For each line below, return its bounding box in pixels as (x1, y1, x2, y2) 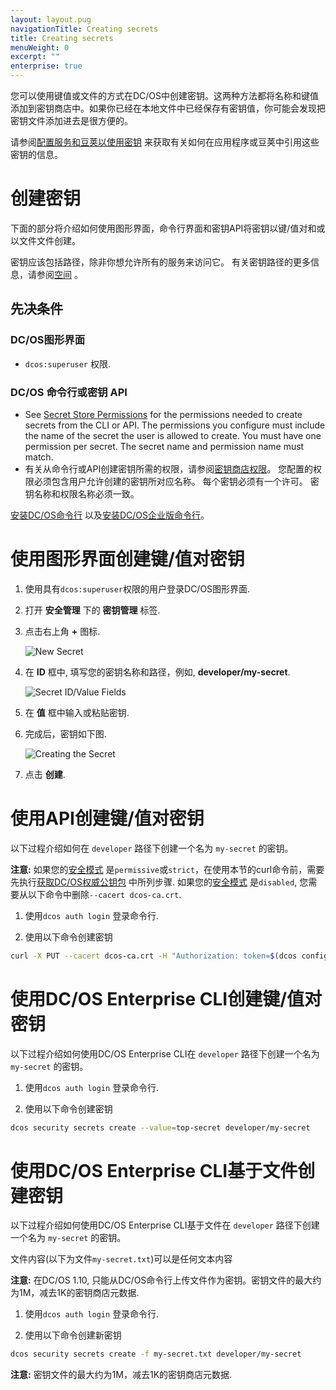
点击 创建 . (24, 768, 66, 780)
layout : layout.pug (10, 14, 92, 25)
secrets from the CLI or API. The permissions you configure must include (24, 419, 326, 431)
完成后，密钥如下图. (24, 727, 107, 740)
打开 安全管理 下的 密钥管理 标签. (24, 604, 161, 616)
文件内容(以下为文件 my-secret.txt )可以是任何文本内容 (10, 1253, 233, 1265)
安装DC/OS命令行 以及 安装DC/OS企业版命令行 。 (10, 509, 210, 521)
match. (24, 451, 54, 463)
